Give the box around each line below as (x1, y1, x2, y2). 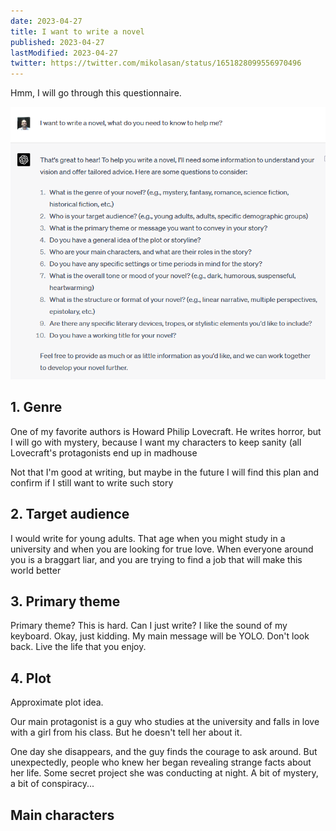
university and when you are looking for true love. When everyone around (10, 543, 314, 555)
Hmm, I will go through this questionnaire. (10, 87, 182, 99)
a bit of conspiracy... (10, 778, 95, 790)
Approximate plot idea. (10, 696, 104, 709)
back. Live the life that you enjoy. (10, 641, 147, 653)
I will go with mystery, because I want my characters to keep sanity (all (10, 436, 302, 448)
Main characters (10, 806, 115, 824)
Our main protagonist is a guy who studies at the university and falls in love (10, 716, 320, 728)
